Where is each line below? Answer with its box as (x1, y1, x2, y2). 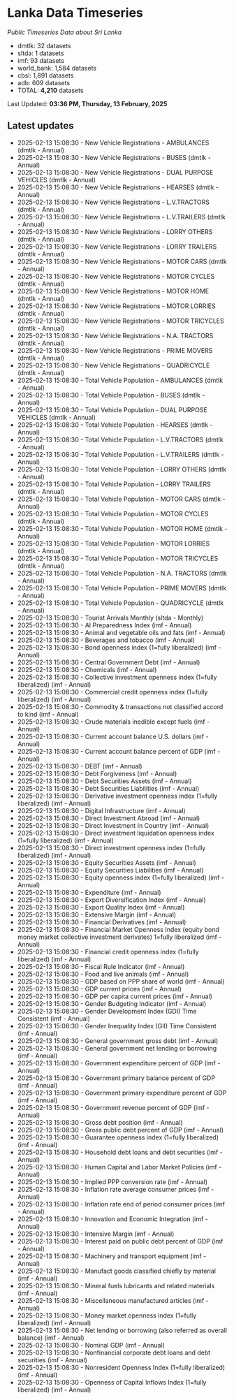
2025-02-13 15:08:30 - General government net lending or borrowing (17, 1044, 217, 1052)
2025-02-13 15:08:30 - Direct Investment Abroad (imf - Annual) (17, 814, 200, 822)
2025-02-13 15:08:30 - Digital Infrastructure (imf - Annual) (17, 806, 187, 815)
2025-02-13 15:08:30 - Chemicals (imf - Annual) (17, 665, 157, 673)
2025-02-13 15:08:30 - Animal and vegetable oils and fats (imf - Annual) (17, 628, 226, 636)
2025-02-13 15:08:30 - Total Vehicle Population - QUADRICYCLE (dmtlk (17, 599, 224, 607)
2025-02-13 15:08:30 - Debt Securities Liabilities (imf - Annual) (17, 784, 200, 792)
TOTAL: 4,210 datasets (17, 86, 84, 94)
